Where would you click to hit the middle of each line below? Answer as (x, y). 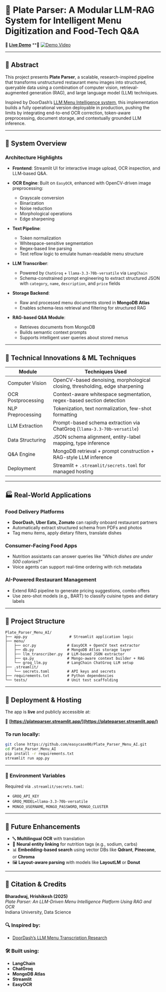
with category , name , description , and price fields (70, 283)
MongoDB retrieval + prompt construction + (104, 451)
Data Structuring (27, 440)
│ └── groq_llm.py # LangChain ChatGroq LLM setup (69, 663)
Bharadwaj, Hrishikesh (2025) (37, 896)
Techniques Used (106, 372)
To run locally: (23, 734)
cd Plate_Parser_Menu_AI (31, 749)
